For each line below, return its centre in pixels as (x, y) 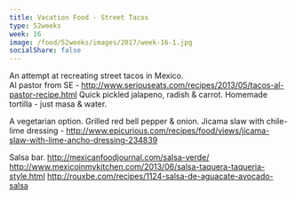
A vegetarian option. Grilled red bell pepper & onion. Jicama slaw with (137, 122)
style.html (28, 176)
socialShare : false (45, 51)
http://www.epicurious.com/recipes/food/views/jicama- (168, 131)
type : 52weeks (36, 26)
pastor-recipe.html (43, 95)
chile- (277, 122)
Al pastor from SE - (44, 85)
